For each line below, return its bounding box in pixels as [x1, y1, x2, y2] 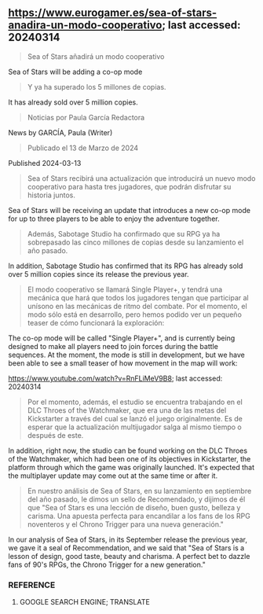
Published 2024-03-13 [8, 158, 82, 167]
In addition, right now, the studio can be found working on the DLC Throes [8, 446, 248, 455]
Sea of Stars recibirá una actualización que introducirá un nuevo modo [27, 173, 256, 183]
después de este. [27, 430, 84, 439]
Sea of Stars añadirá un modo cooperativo [27, 51, 165, 61]
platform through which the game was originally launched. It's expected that [8, 462, 255, 472]
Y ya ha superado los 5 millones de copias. [27, 82, 166, 91]
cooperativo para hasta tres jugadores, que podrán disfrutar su [27, 182, 232, 191]
